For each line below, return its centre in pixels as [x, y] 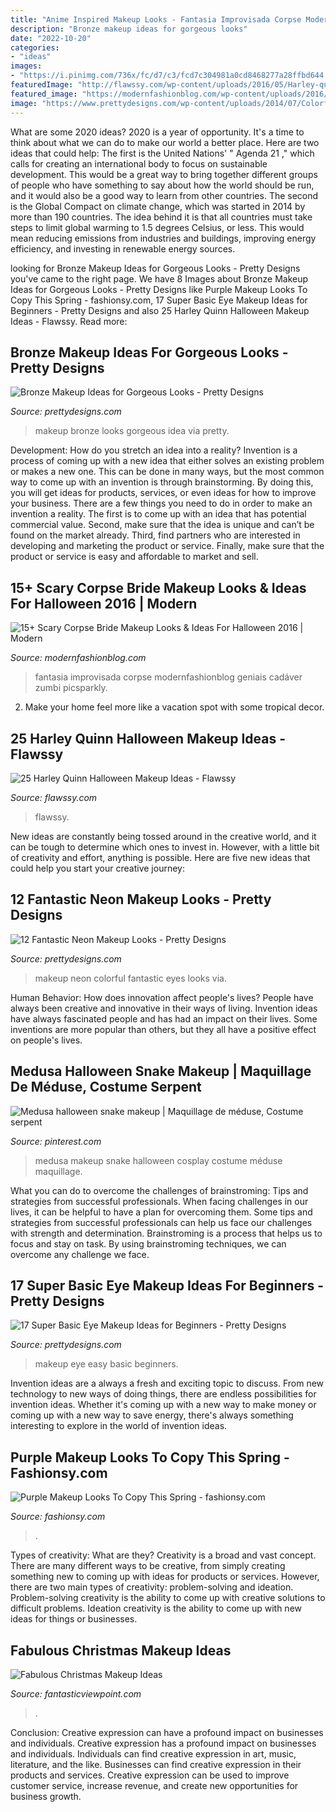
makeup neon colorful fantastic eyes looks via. [130, 978]
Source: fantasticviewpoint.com [76, 1694]
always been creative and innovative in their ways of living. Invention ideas [164, 1008]
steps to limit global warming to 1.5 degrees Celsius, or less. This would [157, 227]
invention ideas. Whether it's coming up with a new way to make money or [163, 1405]
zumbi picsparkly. [71, 688]
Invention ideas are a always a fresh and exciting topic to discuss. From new [167, 1383]
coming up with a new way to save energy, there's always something [152, 1415]
